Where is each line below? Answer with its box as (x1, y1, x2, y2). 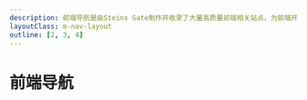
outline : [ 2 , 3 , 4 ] (9, 30, 84, 39)
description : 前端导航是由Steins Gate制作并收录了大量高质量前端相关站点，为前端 (9, 13, 291, 23)
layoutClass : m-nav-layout (9, 22, 112, 31)
